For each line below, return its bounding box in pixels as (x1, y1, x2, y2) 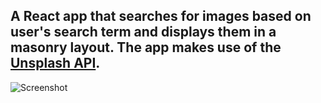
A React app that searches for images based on (10, 8, 312, 25)
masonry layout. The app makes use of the (10, 39, 282, 56)
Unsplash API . (10, 55, 101, 72)
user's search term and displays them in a (10, 24, 277, 41)
